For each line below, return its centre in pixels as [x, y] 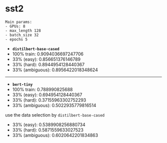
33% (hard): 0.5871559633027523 [48, 130]
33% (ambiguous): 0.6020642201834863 [55, 135]
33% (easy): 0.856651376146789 [46, 59]
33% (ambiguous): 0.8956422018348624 [55, 70]
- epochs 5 [16, 39]
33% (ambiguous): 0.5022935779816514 [54, 105]
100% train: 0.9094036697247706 [48, 54]
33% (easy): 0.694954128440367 [47, 95]
